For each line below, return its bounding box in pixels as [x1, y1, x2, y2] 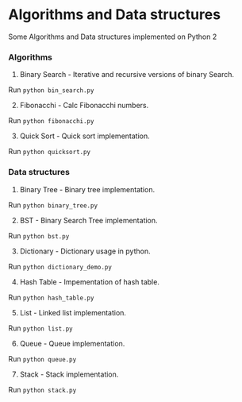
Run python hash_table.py [8, 292, 94, 302]
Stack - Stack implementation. [19, 369, 119, 379]
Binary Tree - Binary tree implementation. [19, 184, 156, 194]
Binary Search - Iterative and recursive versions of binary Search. [19, 70, 234, 79]
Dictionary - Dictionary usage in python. [19, 246, 151, 256]
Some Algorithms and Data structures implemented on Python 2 [8, 32, 217, 41]
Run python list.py [8, 323, 73, 333]
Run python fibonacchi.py [8, 116, 94, 126]
